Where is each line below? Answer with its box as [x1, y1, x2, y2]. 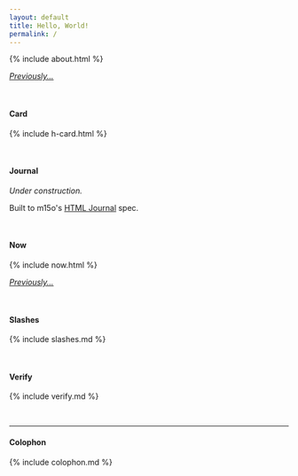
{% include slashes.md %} [9, 334, 106, 345]
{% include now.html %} [9, 259, 98, 270]
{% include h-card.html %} [9, 128, 108, 138]
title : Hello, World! [9, 21, 90, 30]
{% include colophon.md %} [9, 456, 113, 467]
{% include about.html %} [9, 54, 104, 65]
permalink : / [9, 29, 58, 38]
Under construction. [9, 185, 82, 196]
